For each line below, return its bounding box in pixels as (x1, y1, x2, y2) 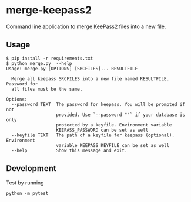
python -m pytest (6, 190, 49, 196)
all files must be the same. (11, 86, 83, 92)
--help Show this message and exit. (11, 148, 128, 153)
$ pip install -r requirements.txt (6, 55, 93, 61)
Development (6, 163, 57, 173)
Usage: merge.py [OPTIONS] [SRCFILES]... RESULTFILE (6, 66, 138, 71)
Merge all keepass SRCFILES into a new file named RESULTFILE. (11, 76, 169, 82)
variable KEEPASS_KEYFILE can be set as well (56, 142, 169, 148)
